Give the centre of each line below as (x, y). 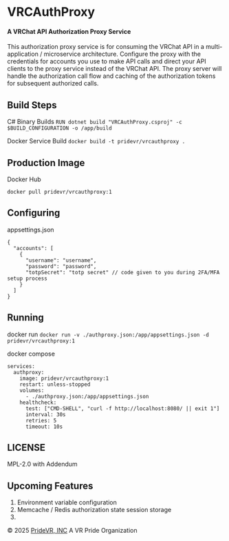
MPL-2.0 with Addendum (42, 464)
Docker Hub (24, 179)
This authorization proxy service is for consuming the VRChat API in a (106, 47)
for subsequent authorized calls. (53, 83)
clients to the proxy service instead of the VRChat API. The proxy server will (115, 69)
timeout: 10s (44, 427)
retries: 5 (41, 420)
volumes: (32, 390)
